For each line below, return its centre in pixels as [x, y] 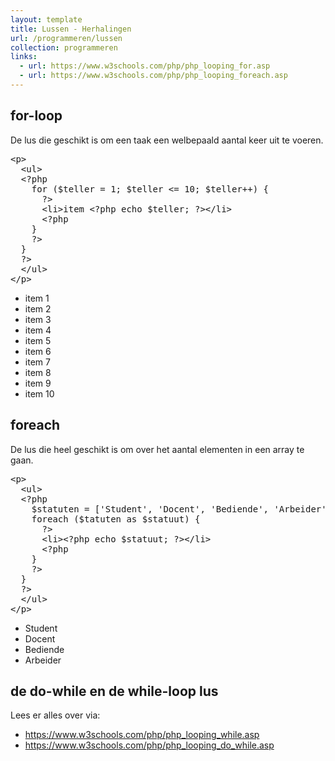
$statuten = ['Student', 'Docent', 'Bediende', [150, 509]
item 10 [39, 393]
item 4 [38, 330]
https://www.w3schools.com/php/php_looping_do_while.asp [149, 745]
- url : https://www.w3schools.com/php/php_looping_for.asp [145, 66]
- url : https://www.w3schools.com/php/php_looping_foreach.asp [153, 76]
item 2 [38, 308]
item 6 [38, 351]
